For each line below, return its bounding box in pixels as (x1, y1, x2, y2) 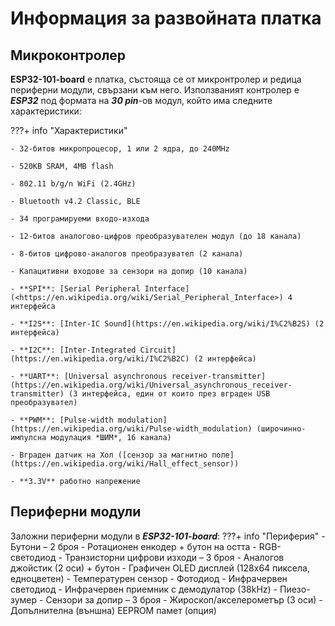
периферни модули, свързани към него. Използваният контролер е (10, 84, 300, 96)
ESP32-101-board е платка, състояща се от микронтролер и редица (10, 73, 302, 85)
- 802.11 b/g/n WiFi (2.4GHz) (10, 179, 137, 189)
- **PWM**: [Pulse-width (10, 415, 114, 425)
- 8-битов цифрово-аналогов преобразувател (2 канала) (10, 249, 244, 259)
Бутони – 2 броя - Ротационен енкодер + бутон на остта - (10, 540, 257, 552)
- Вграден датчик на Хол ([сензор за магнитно (10, 450, 208, 460)
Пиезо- (279, 583, 311, 595)
